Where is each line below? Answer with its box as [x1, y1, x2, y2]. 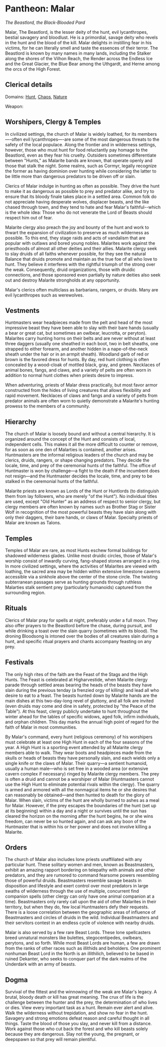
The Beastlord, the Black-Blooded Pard [5, 19, 85, 25]
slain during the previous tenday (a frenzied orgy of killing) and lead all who [5, 687, 160, 693]
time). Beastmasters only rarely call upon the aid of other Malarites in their [5, 899, 157, 905]
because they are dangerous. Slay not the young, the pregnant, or [5, 1031, 140, 1037]
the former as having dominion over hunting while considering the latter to [5, 168, 157, 174]
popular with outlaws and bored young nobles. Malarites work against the [5, 240, 155, 246]
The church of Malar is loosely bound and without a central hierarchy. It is [5, 431, 156, 437]
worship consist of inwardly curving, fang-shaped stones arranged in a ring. [5, 558, 161, 564]
